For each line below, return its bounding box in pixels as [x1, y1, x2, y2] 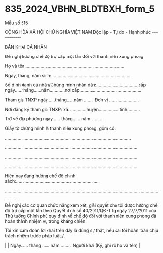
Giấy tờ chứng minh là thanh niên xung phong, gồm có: [5, 125, 116, 131]
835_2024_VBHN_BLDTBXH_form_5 [5, 3, 155, 15]
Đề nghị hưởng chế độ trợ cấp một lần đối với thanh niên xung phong [5, 53, 144, 59]
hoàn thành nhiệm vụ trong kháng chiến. [5, 218, 87, 224]
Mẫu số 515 [5, 20, 28, 26]
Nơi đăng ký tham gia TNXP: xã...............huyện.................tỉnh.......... [5, 106, 140, 112]
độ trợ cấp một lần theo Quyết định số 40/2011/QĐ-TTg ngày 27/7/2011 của [5, 207, 157, 213]
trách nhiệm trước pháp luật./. [5, 232, 65, 239]
